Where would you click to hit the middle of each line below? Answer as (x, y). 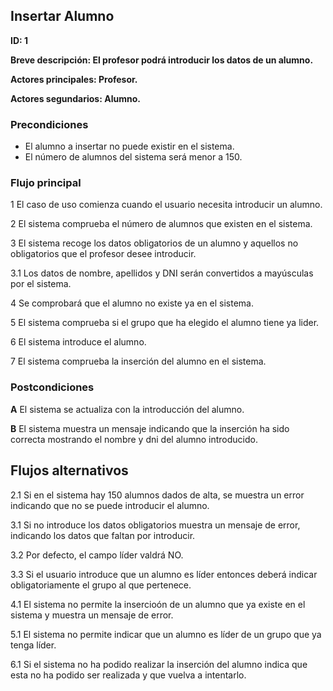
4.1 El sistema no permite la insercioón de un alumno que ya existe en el (158, 604)
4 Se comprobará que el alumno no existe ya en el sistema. (132, 303)
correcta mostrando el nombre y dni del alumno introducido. (134, 439)
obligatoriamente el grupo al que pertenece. (101, 585)
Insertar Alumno (62, 16)
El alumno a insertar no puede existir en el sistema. (129, 146)
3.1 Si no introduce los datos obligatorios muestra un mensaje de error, (155, 525)
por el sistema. (41, 284)
